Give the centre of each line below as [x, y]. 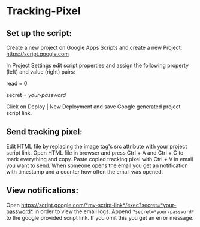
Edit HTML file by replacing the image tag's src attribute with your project [97, 146]
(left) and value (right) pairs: [41, 72]
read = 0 [17, 83]
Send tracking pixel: [44, 132]
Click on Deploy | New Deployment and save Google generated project [93, 107]
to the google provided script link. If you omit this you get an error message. [100, 217]
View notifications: [43, 191]
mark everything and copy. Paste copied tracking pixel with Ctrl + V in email [100, 159]
